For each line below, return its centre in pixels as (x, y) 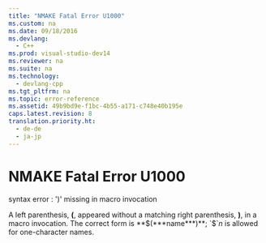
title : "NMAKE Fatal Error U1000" (67, 16)
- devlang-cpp (39, 83)
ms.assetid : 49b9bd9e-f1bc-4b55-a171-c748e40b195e (96, 106)
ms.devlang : (28, 38)
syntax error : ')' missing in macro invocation (83, 198)
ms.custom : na (32, 23)
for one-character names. (51, 232)
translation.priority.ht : (52, 122)
